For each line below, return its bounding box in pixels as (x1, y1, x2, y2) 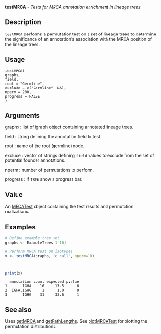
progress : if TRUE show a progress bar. (5, 176, 83, 182)
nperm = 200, (5, 89, 32, 94)
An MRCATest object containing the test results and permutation (5, 204, 134, 210)
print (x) (5, 271, 23, 276)
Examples (5, 223, 36, 231)
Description (5, 18, 41, 26)
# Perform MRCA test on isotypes (5, 249, 73, 254)
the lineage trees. (5, 41, 40, 47)
